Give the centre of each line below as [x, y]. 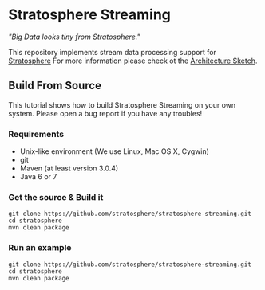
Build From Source [55, 86]
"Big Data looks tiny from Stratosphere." [75, 37]
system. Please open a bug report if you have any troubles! [105, 113]
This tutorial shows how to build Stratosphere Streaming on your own [122, 104]
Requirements [36, 134]
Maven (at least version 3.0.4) [69, 168]
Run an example [40, 248]
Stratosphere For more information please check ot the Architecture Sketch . [133, 61]
